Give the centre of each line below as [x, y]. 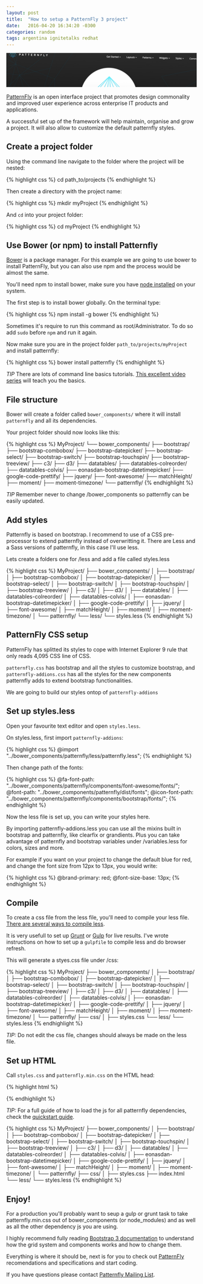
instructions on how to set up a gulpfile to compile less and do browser [96, 942]
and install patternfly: [33, 351]
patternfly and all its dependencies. [52, 421]
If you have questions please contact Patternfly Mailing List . [81, 1275]
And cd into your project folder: [45, 214]
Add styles [27, 520]
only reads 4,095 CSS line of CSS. [49, 656]
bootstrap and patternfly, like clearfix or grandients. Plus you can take [93, 835]
